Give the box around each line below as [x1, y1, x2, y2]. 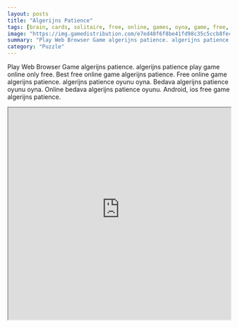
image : [7, 30, 27, 37]
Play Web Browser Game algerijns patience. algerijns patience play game [7, 63, 220, 71]
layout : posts [7, 10, 49, 18]
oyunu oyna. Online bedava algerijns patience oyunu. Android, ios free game [7, 86, 230, 93]
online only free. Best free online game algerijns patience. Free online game [7, 70, 227, 78]
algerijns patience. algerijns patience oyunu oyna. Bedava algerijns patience [7, 78, 229, 86]
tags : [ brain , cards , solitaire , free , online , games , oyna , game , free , [7, 23, 230, 30]
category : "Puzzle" [7, 43, 65, 50]
